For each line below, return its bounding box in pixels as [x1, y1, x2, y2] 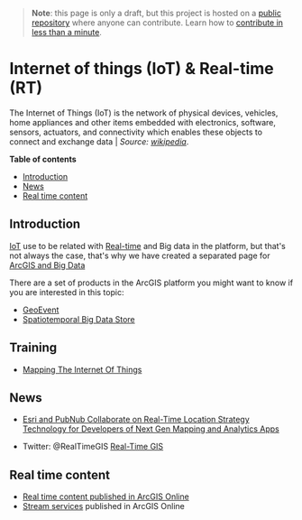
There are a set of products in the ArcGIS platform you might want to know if [9, 277, 294, 288]
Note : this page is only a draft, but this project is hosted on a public [31, 8, 282, 18]
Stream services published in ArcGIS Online [22, 501, 185, 512]
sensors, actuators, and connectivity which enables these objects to [9, 126, 263, 137]
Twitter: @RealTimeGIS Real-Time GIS [22, 441, 164, 452]
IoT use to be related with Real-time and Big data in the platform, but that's [9, 240, 286, 251]
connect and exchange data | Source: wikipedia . [9, 135, 189, 147]
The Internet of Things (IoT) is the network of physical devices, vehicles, [9, 107, 279, 118]
